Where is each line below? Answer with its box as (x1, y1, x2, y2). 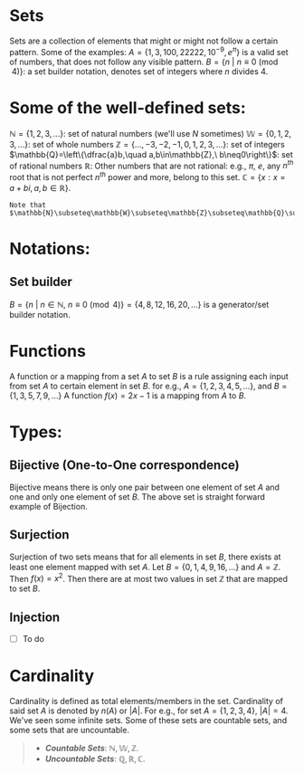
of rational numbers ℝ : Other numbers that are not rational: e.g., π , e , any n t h (9, 158, 294, 171)
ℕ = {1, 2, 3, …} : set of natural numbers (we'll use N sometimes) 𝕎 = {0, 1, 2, (9, 128, 292, 138)
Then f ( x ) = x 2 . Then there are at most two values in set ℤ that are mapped (9, 571, 288, 584)
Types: (9, 422, 63, 442)
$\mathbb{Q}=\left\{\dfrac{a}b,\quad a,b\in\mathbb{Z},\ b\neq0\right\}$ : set (9, 148, 294, 159)
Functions (9, 341, 86, 362)
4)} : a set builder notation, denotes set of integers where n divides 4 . (11, 65, 269, 77)
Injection (9, 609, 61, 625)
